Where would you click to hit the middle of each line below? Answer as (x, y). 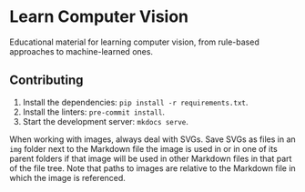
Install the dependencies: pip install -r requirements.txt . (135, 102)
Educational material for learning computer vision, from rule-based (134, 42)
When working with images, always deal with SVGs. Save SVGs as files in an (152, 139)
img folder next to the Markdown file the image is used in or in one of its (143, 148)
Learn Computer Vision (99, 17)
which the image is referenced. (67, 177)
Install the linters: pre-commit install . (94, 112)
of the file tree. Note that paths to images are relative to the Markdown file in (152, 168)
